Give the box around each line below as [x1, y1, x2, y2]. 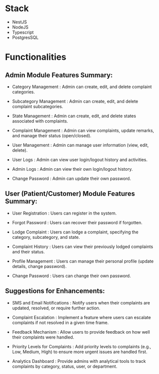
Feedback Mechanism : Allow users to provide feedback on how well [12, 329, 150, 335]
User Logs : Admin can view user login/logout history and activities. [12, 157, 148, 162]
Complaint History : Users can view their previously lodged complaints [12, 244, 153, 249]
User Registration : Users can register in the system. [12, 210, 117, 216]
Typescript [12, 29, 34, 35]
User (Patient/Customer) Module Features [5, 190, 135, 198]
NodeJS [12, 24, 29, 30]
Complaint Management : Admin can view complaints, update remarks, [12, 127, 154, 133]
